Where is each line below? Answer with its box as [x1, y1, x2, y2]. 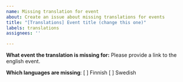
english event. [6, 58, 40, 65]
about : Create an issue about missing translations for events [6, 14, 165, 20]
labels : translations [6, 25, 60, 31]
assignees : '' [6, 30, 41, 36]
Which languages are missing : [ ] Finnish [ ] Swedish [6, 69, 137, 76]
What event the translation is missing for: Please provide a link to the [6, 52, 177, 59]
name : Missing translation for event [6, 8, 99, 15]
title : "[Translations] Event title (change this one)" [6, 19, 146, 25]
